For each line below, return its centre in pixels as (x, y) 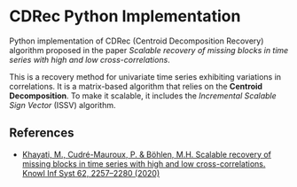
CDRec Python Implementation (125, 16)
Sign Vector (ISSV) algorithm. (63, 105)
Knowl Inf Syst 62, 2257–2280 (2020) (91, 173)
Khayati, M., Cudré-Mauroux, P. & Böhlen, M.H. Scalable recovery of (147, 154)
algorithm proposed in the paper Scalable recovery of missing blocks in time (149, 50)
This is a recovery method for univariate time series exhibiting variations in (145, 76)
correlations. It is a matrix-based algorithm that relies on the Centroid (136, 86)
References (42, 133)
